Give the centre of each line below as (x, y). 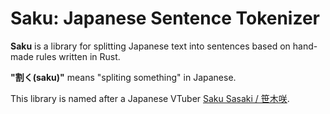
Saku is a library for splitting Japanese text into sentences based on (150, 46)
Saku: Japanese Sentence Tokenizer (165, 18)
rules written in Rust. (78, 56)
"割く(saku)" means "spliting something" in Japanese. (123, 77)
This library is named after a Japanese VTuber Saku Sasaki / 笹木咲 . (150, 98)
